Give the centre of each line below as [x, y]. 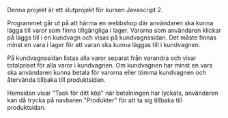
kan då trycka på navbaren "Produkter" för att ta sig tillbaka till [95, 100]
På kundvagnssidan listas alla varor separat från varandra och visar [102, 58]
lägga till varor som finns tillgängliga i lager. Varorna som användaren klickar [114, 30]
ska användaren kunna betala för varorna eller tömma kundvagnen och [107, 72]
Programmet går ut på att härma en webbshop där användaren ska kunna [110, 23]
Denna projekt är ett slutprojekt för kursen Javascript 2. [85, 10]
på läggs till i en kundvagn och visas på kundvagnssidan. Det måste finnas [112, 38]
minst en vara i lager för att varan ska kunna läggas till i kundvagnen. [104, 45]
